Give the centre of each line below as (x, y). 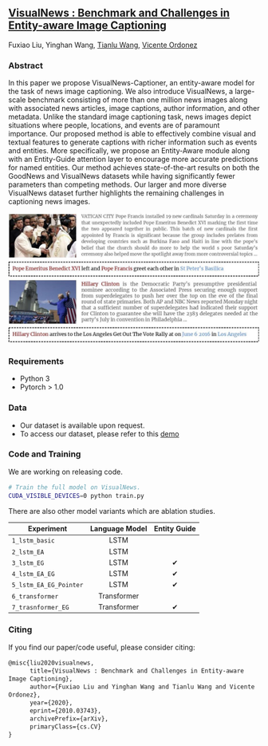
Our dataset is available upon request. (82, 425)
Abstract (26, 65)
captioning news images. (49, 202)
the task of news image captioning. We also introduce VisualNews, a (121, 92)
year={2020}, (51, 703)
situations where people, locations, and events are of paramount (114, 125)
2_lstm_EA (28, 552)
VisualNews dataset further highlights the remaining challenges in (116, 193)
